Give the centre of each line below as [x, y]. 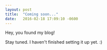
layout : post [18, 10]
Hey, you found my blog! [30, 33]
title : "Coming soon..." [32, 14]
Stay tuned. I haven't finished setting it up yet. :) [54, 42]
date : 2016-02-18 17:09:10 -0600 [42, 19]
